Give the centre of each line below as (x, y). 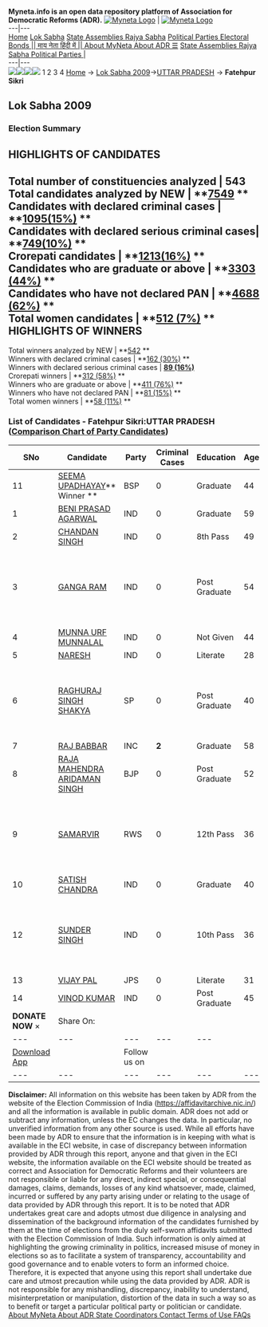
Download (31, 1052)
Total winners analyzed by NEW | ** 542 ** (79, 350)
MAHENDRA (81, 769)
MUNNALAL (81, 642)
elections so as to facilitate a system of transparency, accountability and (127, 1255)
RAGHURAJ (80, 691)
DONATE (29, 1016)
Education (217, 457)
